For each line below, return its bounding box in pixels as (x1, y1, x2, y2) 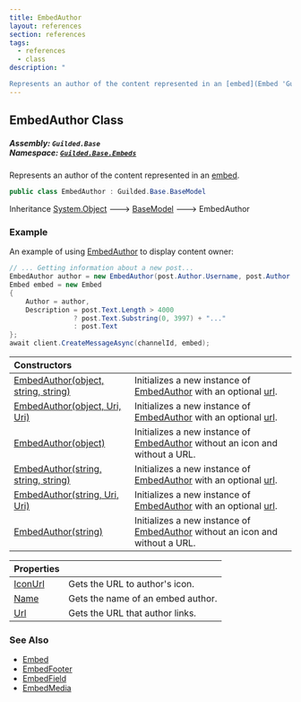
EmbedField (21, 673, 67, 684)
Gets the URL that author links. (68, 607, 197, 619)
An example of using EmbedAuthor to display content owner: (9, 246, 235, 257)
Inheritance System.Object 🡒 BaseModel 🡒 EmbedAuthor (9, 203, 251, 214)
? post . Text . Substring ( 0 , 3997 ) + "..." (73, 313, 227, 323)
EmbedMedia (21, 683, 72, 694)
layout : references (9, 22, 82, 31)
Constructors (13, 359, 73, 372)
